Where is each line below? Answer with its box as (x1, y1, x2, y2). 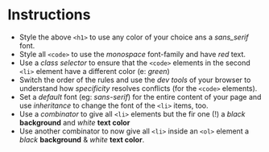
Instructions (7, 6, 91, 24)
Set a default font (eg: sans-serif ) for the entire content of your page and (19, 92, 262, 101)
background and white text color (19, 117, 130, 127)
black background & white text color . (19, 134, 145, 144)
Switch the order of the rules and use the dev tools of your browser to (19, 75, 251, 84)
